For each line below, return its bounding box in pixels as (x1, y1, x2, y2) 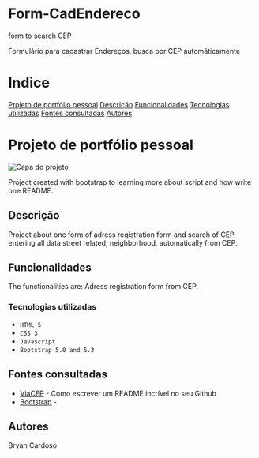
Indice (8, 74, 50, 92)
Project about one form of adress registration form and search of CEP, (8, 230, 237, 239)
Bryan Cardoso (8, 441, 58, 450)
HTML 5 (19, 321, 42, 328)
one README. (8, 186, 54, 195)
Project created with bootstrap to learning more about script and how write (8, 177, 252, 186)
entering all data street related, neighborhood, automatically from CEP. (8, 238, 238, 247)
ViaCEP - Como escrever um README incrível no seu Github (19, 389, 217, 398)
